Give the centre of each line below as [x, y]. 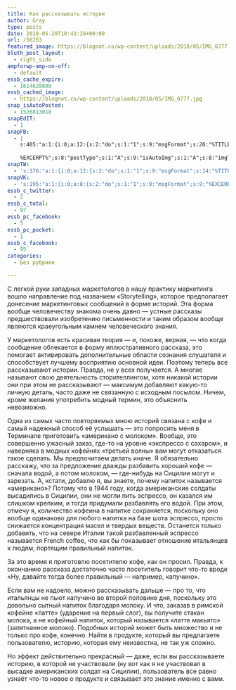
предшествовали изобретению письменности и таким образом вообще [115, 318]
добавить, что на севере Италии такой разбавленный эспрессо [103, 533]
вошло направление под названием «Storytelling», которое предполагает [118, 296]
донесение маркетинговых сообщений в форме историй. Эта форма [110, 303]
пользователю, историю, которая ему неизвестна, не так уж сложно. [112, 642]
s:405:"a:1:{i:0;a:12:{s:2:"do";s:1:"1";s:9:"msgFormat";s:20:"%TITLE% [127, 145]
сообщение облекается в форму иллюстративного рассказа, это [105, 347]
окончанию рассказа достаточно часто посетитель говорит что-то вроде [118, 569]
